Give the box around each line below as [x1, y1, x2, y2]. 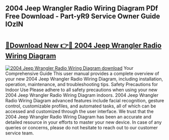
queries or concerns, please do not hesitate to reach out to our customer [5, 125, 158, 130]
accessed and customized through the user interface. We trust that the [5, 108, 154, 114]
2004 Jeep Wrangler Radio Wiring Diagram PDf [5, 4, 158, 13]
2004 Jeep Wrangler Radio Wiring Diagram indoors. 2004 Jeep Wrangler [5, 92, 159, 98]
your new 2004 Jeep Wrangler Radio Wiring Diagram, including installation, [5, 76, 163, 82]
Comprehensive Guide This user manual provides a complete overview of [5, 71, 159, 76]
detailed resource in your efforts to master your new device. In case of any [5, 119, 162, 125]
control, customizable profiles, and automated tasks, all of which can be [5, 103, 156, 109]
